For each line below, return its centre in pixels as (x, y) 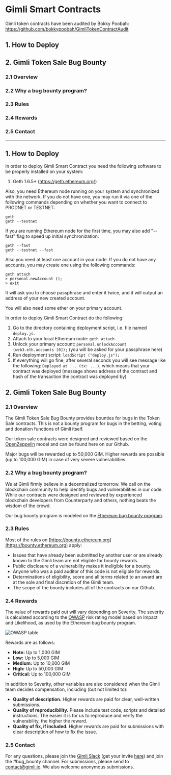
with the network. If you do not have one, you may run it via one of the (79, 196)
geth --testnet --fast (29, 250)
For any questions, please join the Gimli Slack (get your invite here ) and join (84, 756)
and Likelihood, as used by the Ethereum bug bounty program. (71, 623)
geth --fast (18, 245)
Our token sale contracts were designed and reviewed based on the (76, 439)
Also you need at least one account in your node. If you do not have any (81, 259)
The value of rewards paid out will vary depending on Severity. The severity (85, 612)
